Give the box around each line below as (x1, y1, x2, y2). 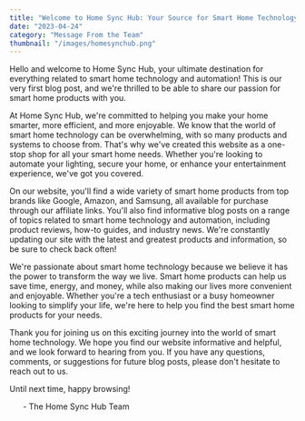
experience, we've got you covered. (9, 168, 144, 179)
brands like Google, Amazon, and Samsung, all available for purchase (9, 195, 270, 206)
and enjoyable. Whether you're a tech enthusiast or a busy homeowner (9, 290, 275, 301)
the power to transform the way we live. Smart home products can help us (9, 271, 287, 282)
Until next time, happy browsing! (9, 384, 131, 395)
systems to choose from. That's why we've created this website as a (9, 139, 266, 150)
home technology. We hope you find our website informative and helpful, (9, 337, 282, 348)
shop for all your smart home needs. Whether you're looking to (27, 149, 263, 160)
